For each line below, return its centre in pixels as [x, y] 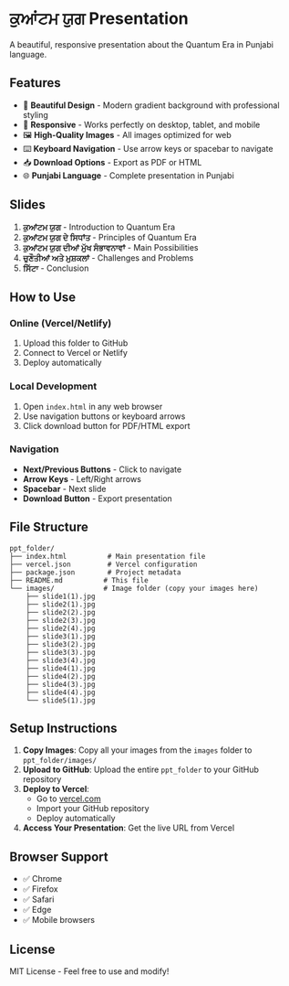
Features [35, 83]
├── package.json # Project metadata [95, 572]
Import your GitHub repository [93, 809]
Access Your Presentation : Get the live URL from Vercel [129, 828]
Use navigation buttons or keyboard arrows [104, 416]
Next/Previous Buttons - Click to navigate [102, 469]
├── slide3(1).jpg [61, 636]
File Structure [49, 527]
